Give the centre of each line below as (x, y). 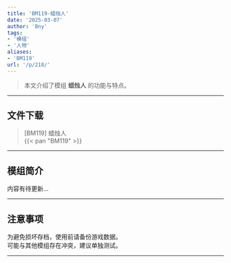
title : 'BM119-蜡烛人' (38, 13)
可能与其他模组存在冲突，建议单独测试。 (64, 246)
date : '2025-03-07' (35, 20)
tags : (15, 33)
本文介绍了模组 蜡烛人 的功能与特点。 (77, 85)
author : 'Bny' (27, 26)
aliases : (20, 52)
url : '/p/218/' (29, 65)
